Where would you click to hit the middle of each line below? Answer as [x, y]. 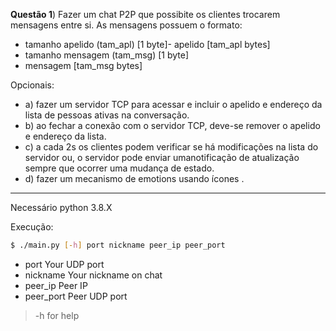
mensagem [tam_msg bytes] [83, 65]
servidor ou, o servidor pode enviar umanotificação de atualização [162, 157]
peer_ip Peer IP [56, 285]
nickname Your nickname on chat [93, 275]
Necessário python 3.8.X [61, 207]
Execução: [32, 227]
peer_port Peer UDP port [76, 296]
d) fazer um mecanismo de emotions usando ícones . [134, 178]
